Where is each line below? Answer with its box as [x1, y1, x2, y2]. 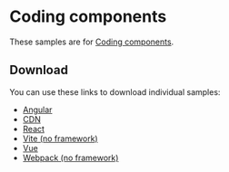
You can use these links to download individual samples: [9, 86, 221, 97]
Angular [22, 104, 53, 115]
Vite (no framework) [22, 133, 98, 144]
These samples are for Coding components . [9, 36, 174, 47]
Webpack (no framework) [22, 152, 119, 163]
